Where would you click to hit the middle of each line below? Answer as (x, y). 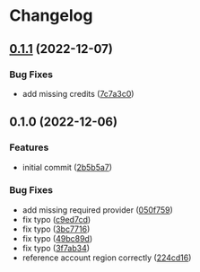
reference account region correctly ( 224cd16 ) (107, 258)
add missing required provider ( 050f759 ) (97, 210)
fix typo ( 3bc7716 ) (56, 229)
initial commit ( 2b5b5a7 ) (67, 167)
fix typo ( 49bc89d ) (57, 238)
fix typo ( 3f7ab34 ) (56, 248)
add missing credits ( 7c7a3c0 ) (78, 93)
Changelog (51, 16)
